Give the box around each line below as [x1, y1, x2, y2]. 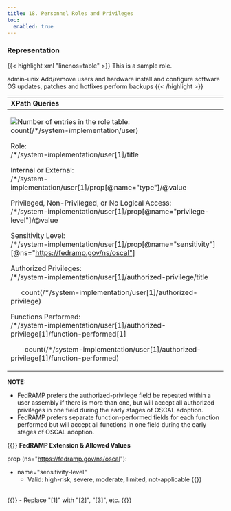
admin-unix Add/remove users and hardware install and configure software [7, 74, 220, 83]
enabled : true [13, 23, 54, 30]
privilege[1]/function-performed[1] [10, 329, 126, 339]
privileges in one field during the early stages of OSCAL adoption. [16, 405, 204, 414]
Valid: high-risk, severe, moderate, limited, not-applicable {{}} [27, 475, 202, 483]
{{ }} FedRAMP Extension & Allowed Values [7, 441, 131, 449]
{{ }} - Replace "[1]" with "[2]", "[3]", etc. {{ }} [7, 496, 132, 504]
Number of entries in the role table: [17, 117, 131, 126]
